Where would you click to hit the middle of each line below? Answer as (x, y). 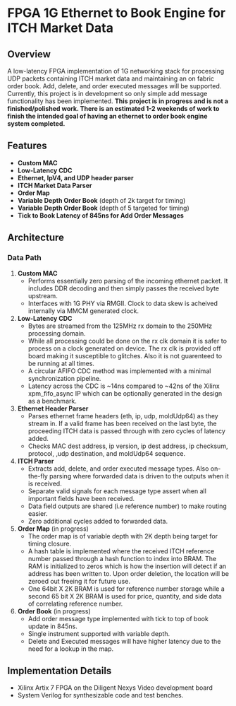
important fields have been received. (81, 498)
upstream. (43, 295)
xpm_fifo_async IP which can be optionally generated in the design (125, 393)
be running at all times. (61, 363)
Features (27, 146)
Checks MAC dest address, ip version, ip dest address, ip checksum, (128, 446)
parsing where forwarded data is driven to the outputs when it (139, 476)
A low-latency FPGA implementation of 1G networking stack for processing (116, 71)
